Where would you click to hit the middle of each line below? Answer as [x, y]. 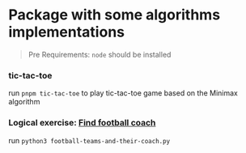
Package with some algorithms [115, 15]
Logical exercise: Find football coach [82, 123]
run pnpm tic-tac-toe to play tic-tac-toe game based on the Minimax [123, 93]
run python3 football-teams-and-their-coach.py [89, 140]
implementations [67, 32]
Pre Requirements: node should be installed [100, 54]
